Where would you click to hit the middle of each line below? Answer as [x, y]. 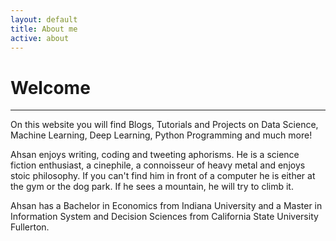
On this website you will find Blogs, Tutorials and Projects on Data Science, [164, 125]
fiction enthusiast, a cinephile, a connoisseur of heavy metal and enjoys [158, 165]
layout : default [44, 19]
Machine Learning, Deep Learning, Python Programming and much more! [161, 135]
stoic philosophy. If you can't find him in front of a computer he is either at [163, 176]
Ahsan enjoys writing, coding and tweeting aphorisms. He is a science [155, 155]
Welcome [50, 87]
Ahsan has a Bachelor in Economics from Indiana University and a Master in [166, 206]
